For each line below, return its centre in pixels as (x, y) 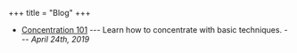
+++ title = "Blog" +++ (49, 13)
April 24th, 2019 (60, 39)
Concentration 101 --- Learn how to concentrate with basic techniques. (152, 30)
